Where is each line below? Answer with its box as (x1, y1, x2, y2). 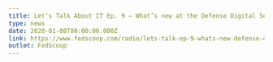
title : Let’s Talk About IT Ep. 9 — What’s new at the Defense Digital (8, 11, 256, 20)
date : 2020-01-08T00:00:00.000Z (8, 27, 118, 35)
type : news (8, 19, 45, 27)
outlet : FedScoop (8, 42, 67, 50)
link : (8, 34, 27, 43)
